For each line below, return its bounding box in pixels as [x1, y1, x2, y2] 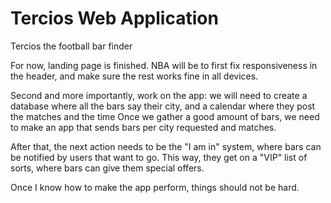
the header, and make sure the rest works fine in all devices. [10, 70, 259, 82]
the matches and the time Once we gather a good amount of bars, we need [10, 110, 320, 122]
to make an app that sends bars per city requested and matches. [10, 121, 277, 133]
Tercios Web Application [10, 7, 219, 30]
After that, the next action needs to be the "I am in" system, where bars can [10, 140, 322, 152]
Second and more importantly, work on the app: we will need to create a [10, 89, 308, 101]
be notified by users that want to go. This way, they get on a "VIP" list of [10, 151, 308, 163]
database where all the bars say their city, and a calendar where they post [10, 100, 316, 112]
